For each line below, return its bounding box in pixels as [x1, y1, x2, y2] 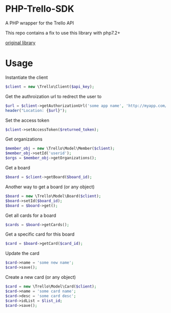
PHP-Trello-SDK [5, 3, 75, 15]
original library [5, 39, 36, 46]
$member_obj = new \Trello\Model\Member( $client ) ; [5, 146, 115, 151]
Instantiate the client [5, 74, 48, 80]
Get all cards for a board [5, 212, 56, 218]
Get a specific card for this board [5, 231, 75, 237]
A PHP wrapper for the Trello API [5, 20, 74, 26]
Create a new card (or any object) [5, 274, 76, 280]
